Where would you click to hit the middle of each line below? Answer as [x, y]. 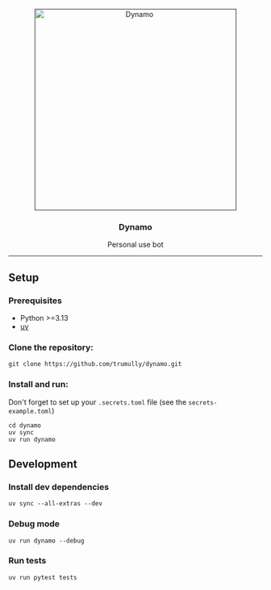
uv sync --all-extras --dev [56, 504]
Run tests [27, 561]
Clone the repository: [51, 347]
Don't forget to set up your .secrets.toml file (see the [98, 402]
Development [43, 464]
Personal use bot [135, 245]
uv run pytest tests [43, 577]
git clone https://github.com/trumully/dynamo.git [95, 364]
